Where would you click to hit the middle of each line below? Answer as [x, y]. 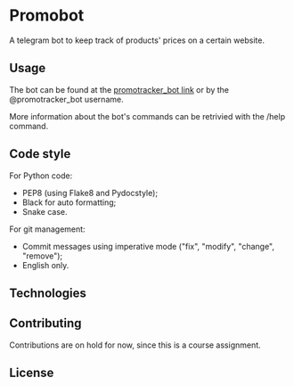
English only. [45, 265]
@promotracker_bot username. [66, 99]
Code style [40, 154]
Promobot [47, 16]
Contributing [45, 323]
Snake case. [45, 211]
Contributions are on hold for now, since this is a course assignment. [135, 345]
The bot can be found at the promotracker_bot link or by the [119, 89]
